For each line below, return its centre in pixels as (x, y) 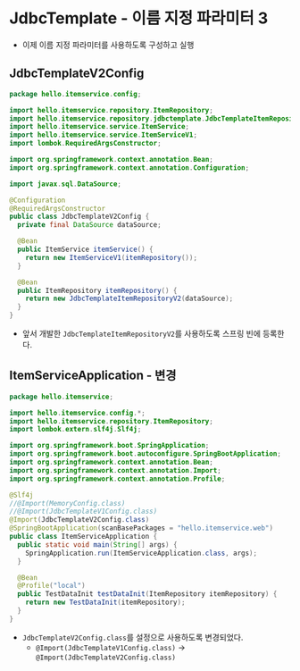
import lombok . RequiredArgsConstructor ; (86, 144)
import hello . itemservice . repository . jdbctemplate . (107, 118)
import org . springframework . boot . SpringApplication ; (109, 446)
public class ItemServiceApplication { (83, 537)
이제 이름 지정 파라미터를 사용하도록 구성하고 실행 (108, 45)
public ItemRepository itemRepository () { (97, 290)
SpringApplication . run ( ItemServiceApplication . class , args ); (141, 553)
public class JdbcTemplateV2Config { (79, 217)
